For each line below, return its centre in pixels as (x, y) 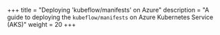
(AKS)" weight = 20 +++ (42, 24)
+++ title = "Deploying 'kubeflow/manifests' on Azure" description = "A (108, 10)
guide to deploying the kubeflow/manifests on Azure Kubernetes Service (110, 17)
